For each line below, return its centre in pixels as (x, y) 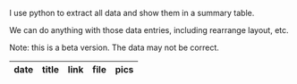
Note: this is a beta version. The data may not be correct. (114, 47)
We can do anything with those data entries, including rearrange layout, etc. (149, 30)
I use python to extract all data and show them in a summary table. (132, 13)
